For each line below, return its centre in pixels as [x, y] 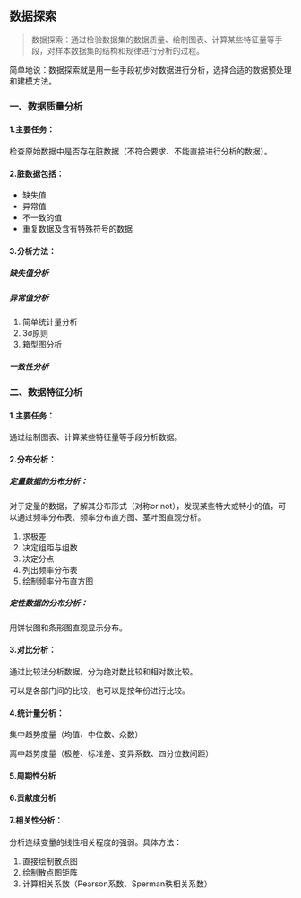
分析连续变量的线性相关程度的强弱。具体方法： [95, 841]
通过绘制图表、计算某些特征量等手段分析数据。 [95, 437]
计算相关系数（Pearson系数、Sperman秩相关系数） [117, 884]
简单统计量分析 [50, 322]
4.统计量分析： [37, 713]
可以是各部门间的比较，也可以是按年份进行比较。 [99, 691]
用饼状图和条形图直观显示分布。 [68, 628]
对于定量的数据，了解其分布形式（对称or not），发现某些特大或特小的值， [144, 506]
